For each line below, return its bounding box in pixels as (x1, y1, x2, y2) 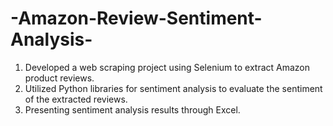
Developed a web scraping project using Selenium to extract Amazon (24, 61, 311, 73)
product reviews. (24, 72, 95, 84)
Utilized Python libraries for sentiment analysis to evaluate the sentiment (24, 82, 323, 94)
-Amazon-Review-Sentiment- (10, 7, 263, 30)
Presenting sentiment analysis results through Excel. (24, 103, 241, 116)
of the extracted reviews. (24, 93, 128, 105)
